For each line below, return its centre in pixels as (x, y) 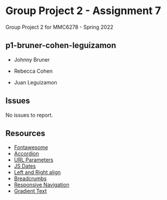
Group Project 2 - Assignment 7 (83, 11)
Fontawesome (31, 147)
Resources (25, 133)
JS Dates (25, 166)
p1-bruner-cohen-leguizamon (61, 45)
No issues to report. (29, 115)
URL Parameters (34, 160)
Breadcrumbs (30, 179)
